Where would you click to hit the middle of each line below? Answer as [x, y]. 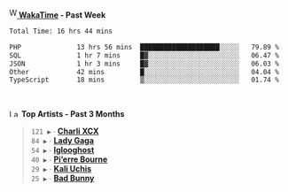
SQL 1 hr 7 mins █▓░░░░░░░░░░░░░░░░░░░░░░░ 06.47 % [144, 55]
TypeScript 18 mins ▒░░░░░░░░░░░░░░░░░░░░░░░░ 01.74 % [144, 80]
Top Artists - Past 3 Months [73, 114]
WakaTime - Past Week [62, 15]
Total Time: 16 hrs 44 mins [61, 31]
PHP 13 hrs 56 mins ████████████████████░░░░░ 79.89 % [144, 47]
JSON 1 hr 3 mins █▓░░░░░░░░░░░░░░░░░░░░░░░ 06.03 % [144, 64]
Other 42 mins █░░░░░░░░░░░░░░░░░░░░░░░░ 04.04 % [144, 72]
